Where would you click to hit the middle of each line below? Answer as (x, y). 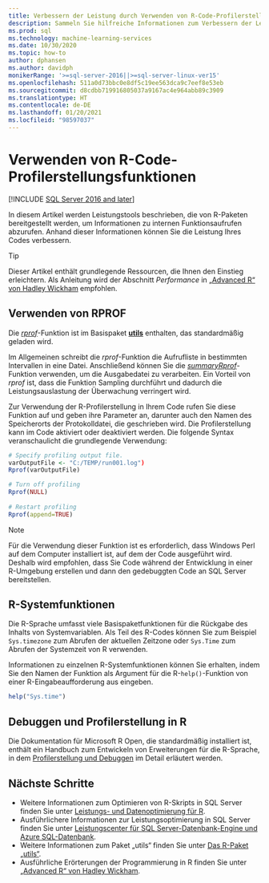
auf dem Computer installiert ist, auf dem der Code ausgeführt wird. (120, 553)
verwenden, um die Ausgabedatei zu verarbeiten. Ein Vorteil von (145, 374)
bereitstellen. (30, 579)
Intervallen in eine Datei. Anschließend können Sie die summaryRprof (123, 365)
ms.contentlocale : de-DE (50, 105)
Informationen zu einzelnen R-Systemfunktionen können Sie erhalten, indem (134, 665)
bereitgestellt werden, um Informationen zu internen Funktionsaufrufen (125, 223)
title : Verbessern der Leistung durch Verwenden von (98, 16)
